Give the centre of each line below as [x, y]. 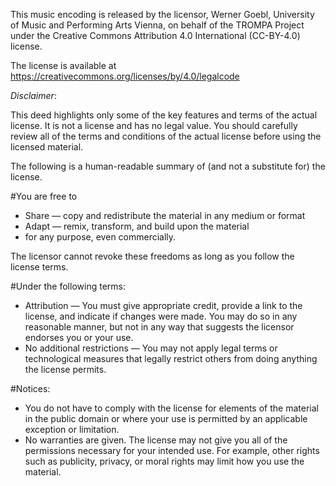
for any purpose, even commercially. [100, 237]
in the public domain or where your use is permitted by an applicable [166, 418]
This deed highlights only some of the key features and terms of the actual [164, 115]
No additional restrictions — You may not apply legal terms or [151, 348]
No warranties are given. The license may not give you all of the [156, 440]
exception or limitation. [72, 429]
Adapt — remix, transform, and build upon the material [137, 226]
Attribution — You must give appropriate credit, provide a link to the [163, 305]
